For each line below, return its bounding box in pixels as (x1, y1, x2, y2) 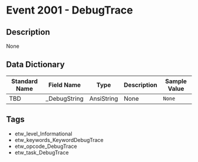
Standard (11, 77, 38, 85)
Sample (164, 77, 187, 85)
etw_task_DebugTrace (14, 148, 69, 156)
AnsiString (89, 94, 118, 103)
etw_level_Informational (14, 130, 72, 137)
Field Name (48, 81, 81, 89)
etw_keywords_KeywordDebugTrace (14, 136, 104, 143)
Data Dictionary (6, 59, 65, 70)
